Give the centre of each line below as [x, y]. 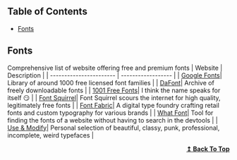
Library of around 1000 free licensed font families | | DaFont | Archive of [111, 82]
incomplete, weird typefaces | [50, 135]
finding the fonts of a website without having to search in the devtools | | [113, 120]
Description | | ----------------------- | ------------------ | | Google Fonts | [115, 75]
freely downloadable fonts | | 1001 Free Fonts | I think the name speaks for [114, 90]
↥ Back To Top [208, 149]
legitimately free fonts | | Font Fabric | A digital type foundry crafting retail [114, 105]
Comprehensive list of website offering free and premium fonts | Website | [115, 68]
